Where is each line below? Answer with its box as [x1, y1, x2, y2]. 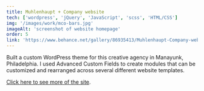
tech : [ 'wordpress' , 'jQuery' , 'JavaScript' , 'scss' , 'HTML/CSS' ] [6, 15, 178, 21]
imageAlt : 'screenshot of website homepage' [6, 25, 121, 32]
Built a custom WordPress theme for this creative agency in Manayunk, [6, 54, 184, 61]
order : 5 [6, 32, 29, 38]
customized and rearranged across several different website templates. [6, 67, 185, 73]
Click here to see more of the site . [6, 78, 91, 86]
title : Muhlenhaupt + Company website [6, 8, 104, 15]
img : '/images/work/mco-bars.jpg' [6, 20, 94, 26]
